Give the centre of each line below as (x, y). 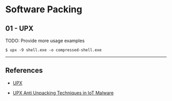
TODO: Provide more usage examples (45, 41)
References (24, 70)
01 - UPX (19, 28)
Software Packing (44, 9)
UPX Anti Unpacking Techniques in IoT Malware (63, 93)
